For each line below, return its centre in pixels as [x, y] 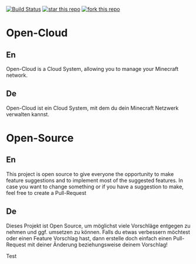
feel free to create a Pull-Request [46, 193]
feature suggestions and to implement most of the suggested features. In [95, 180]
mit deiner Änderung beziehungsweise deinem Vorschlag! [97, 245]
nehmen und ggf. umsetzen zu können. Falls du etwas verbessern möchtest [98, 232]
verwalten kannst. [28, 114]
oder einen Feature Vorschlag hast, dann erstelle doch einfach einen [89, 238]
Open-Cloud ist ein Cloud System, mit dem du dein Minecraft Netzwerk [92, 108]
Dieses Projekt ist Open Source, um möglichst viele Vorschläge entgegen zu [98, 226]
